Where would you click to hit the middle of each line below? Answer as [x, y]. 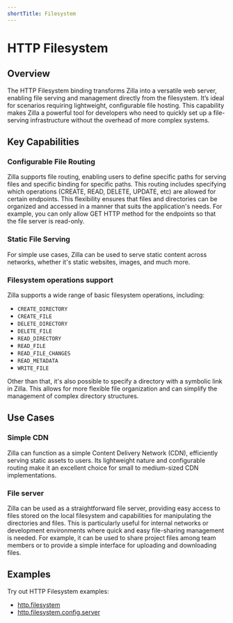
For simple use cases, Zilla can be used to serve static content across [107, 254]
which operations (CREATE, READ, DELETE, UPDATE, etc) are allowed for [112, 191]
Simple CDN [28, 438]
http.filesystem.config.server [59, 612]
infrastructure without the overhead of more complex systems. [120, 120]
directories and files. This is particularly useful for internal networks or [108, 523]
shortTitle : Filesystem [42, 14]
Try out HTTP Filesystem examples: [58, 591]
